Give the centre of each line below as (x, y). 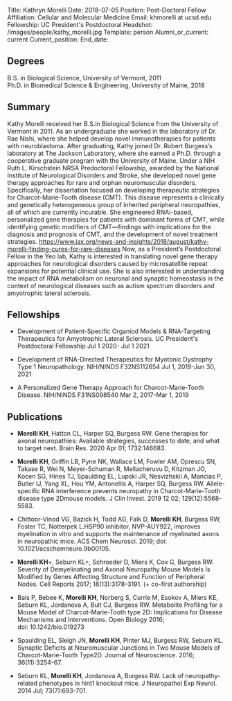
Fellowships (34, 315)
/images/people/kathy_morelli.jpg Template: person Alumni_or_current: (108, 32)
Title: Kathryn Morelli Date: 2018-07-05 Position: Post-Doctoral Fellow (107, 10)
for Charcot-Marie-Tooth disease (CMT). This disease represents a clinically (116, 197)
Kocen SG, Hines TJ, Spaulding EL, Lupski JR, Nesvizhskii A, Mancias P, (120, 477)
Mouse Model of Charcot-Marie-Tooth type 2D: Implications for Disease (120, 612)
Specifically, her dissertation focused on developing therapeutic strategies (114, 190)
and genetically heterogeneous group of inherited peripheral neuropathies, (114, 204)
